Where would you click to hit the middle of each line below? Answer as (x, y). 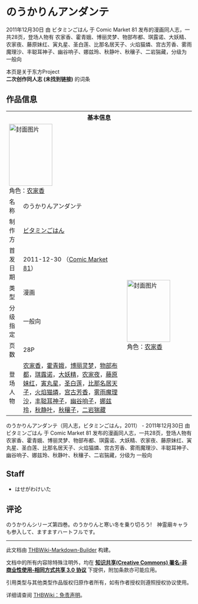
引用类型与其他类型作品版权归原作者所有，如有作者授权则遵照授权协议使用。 (99, 583)
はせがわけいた (33, 489)
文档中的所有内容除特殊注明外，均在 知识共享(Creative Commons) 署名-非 (97, 563)
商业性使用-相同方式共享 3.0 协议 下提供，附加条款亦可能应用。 (83, 570)
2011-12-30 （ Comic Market (65, 259)
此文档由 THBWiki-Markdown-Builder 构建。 (60, 550)
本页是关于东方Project (33, 71)
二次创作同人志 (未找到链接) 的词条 (48, 79)
